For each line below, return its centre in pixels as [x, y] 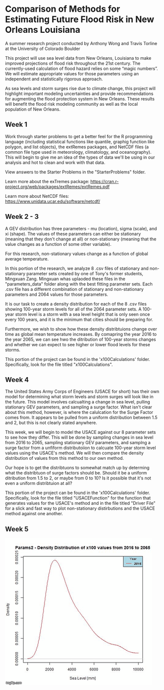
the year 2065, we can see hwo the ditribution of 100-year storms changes [81, 339]
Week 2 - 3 [22, 217]
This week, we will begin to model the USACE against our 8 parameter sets [81, 432]
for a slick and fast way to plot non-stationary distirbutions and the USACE [80, 508]
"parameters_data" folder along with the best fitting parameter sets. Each [79, 284]
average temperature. [27, 259]
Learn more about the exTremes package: [47, 181]
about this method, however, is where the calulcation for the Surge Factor [79, 412]
